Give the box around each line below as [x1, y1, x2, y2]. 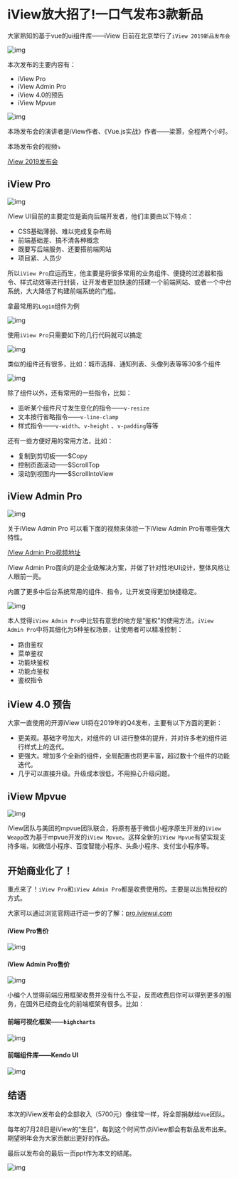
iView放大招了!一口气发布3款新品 [7, 6, 203, 23]
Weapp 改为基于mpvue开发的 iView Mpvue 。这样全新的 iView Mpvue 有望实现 [7, 833, 220, 842]
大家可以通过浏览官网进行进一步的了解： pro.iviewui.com [7, 909, 173, 917]
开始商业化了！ [7, 865, 73, 877]
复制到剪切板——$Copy [17, 451, 87, 460]
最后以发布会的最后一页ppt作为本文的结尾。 [7, 1148, 136, 1157]
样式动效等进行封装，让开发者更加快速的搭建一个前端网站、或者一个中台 [19, 277, 232, 286]
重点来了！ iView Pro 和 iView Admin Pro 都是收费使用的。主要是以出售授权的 [7, 885, 228, 893]
